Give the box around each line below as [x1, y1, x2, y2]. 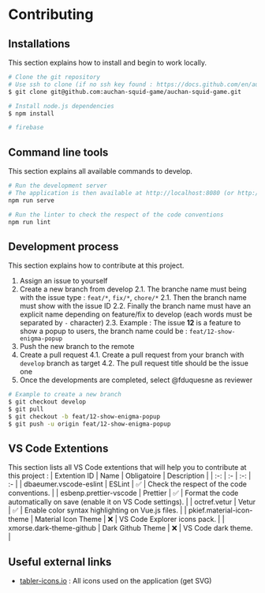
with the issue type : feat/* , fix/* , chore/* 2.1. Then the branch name [19, 293, 247, 302]
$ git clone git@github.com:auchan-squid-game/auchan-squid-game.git [8, 88, 242, 96]
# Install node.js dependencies [8, 102, 114, 110]
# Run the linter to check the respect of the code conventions [8, 211, 224, 219]
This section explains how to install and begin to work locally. [8, 58, 207, 67]
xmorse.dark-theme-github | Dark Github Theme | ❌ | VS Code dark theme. [8, 524, 253, 533]
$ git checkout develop [8, 398, 87, 406]
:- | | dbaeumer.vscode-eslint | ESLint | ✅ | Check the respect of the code [8, 479, 247, 489]
